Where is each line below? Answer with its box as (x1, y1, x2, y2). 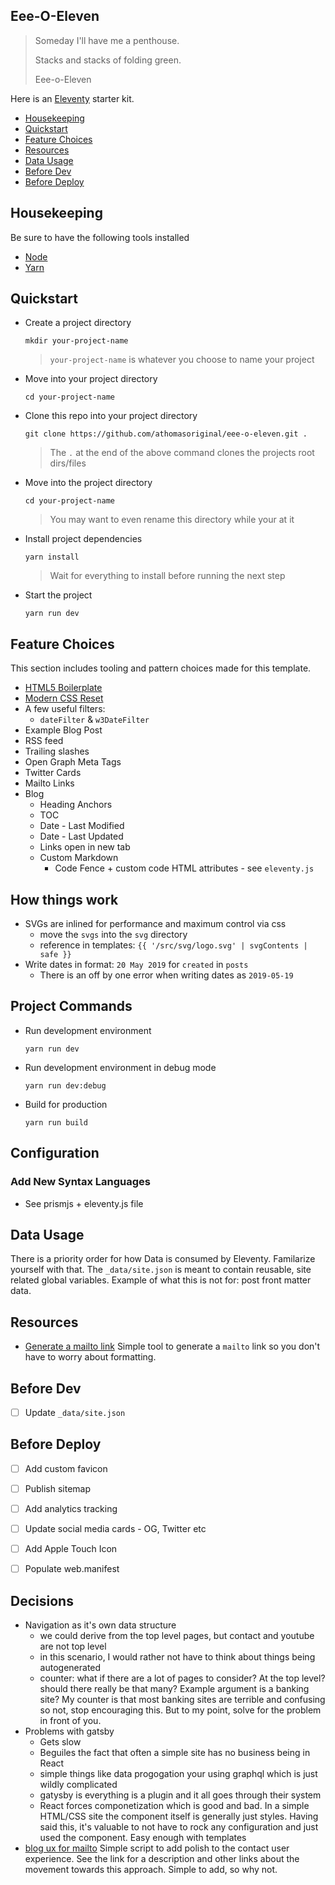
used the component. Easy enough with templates (39, 1832, 247, 1844)
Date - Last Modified (39, 820, 125, 832)
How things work (10, 891, 119, 908)
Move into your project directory (24, 373, 158, 385)
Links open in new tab (39, 841, 131, 853)
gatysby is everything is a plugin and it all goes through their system (39, 1789, 322, 1801)
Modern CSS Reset (24, 692, 104, 704)
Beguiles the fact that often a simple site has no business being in (39, 1747, 311, 1759)
